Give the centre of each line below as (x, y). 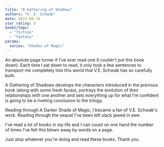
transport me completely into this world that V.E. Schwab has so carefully (79, 70)
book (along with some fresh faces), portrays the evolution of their (72, 90)
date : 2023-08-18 (23, 19)
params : (13, 42)
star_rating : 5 (20, 23)
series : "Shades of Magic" (37, 46)
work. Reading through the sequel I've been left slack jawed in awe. (73, 115)
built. (10, 75)
